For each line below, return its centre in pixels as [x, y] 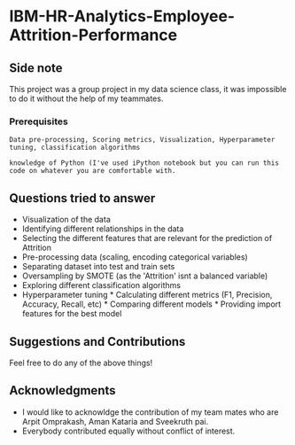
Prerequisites [39, 121]
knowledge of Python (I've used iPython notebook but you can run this [144, 163]
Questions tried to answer [82, 198]
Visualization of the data [66, 220]
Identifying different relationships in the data [103, 229]
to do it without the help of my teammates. [86, 98]
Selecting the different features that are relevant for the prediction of [147, 238]
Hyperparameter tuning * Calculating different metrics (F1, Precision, [147, 295]
